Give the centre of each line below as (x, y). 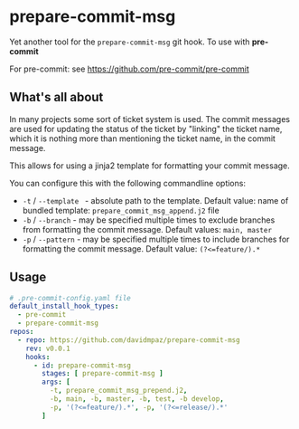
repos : (22, 332)
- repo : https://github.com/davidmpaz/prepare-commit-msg (129, 340)
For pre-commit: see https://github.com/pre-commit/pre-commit (130, 69)
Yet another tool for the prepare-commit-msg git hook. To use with (130, 42)
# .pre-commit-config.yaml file (70, 298)
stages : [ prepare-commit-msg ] (103, 374)
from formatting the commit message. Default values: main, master (147, 229)
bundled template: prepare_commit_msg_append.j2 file (121, 210)
